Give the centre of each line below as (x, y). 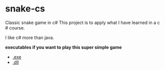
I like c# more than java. (30, 37)
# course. (15, 27)
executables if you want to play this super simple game (63, 47)
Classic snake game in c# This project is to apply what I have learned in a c (82, 22)
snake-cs (25, 9)
